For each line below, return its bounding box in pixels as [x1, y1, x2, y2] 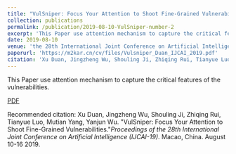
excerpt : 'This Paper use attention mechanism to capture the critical [7, 30, 221, 37]
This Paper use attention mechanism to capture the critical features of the [7, 75, 221, 84]
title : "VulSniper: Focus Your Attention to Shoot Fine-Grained [7, 10, 199, 18]
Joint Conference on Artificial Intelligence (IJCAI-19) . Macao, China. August [7, 132, 226, 141]
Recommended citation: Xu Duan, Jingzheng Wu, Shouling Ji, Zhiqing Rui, [7, 110, 221, 118]
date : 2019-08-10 [7, 37, 58, 44]
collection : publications [7, 17, 83, 24]
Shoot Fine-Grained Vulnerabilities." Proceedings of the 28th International [7, 124, 220, 134]
